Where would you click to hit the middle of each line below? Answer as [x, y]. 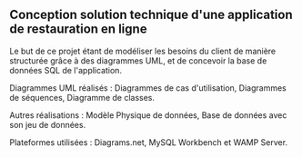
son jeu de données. [48, 124]
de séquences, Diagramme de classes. [82, 97]
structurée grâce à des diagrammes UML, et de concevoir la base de [138, 60]
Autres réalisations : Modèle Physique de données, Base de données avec [148, 115]
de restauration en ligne [78, 29]
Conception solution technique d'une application [151, 15]
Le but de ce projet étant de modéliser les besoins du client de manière [143, 51]
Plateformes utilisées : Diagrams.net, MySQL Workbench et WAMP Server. [149, 142]
